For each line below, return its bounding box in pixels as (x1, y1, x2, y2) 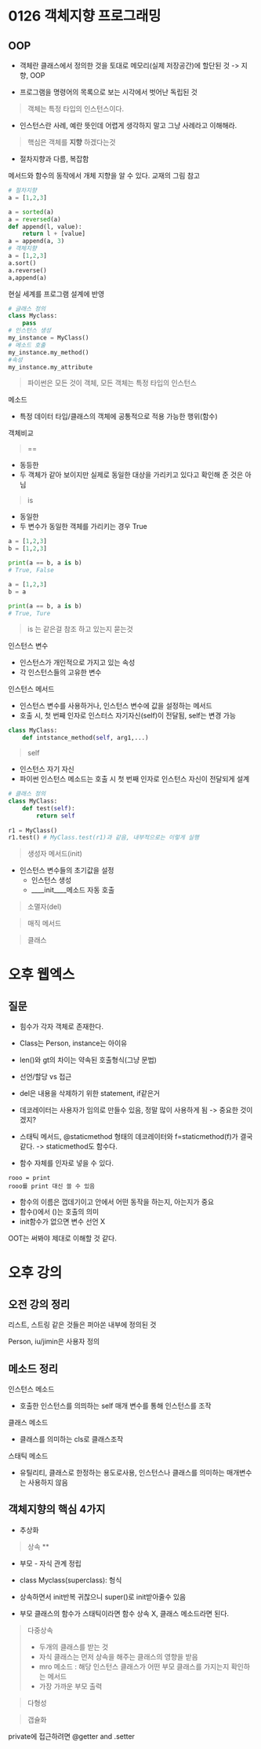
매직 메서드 (27, 919, 62, 928)
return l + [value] (22, 230, 86, 238)
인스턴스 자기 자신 (19, 764, 74, 774)
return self (36, 811, 76, 820)
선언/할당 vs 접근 (19, 1072, 72, 1082)
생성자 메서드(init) (27, 849, 82, 858)
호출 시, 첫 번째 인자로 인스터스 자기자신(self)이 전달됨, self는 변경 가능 (19, 711, 237, 720)
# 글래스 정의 (8, 304, 46, 313)
